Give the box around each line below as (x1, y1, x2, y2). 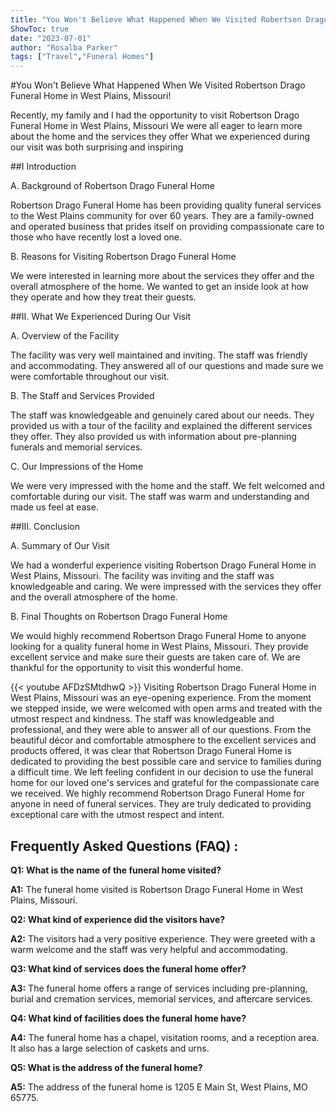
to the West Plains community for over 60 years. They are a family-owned (10, 210, 314, 222)
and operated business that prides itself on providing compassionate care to (10, 221, 325, 233)
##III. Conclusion (10, 521, 80, 533)
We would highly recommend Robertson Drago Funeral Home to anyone (10, 630, 307, 642)
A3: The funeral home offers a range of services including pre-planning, (10, 982, 308, 994)
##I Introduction (10, 161, 77, 173)
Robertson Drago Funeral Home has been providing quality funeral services (10, 199, 322, 211)
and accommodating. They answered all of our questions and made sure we (10, 360, 324, 372)
